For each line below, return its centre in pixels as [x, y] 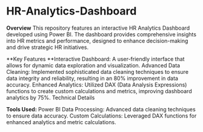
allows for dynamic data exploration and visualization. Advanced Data [93, 65]
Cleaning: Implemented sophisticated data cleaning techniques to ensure [98, 71]
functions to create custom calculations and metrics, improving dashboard [99, 91]
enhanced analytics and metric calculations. [61, 122]
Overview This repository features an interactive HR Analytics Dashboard [98, 28]
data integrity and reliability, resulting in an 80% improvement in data [92, 78]
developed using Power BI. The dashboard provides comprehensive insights [101, 34]
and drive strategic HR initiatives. [48, 47]
